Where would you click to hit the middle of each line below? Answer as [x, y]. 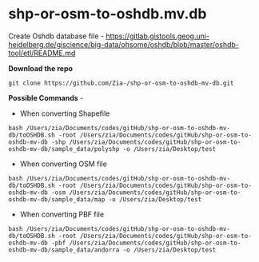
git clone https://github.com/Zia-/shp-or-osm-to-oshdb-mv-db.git [121, 83]
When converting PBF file [62, 214]
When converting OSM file [64, 164]
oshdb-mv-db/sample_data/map [57, 199]
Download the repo [41, 68]
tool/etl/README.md [42, 53]
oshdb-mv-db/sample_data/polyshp [64, 149]
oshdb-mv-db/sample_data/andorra [64, 250]
